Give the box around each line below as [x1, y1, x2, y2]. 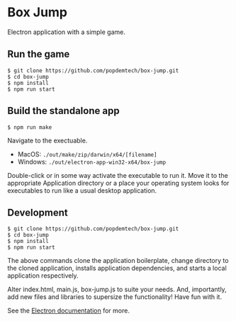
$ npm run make [7, 123, 52, 131]
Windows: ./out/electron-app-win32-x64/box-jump [17, 157, 167, 166]
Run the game [7, 48, 70, 60]
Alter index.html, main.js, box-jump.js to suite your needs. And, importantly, [7, 285, 227, 294]
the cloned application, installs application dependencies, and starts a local [7, 264, 227, 273]
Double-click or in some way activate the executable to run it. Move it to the [7, 171, 228, 179]
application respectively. [7, 271, 79, 280]
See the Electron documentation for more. [7, 306, 130, 315]
